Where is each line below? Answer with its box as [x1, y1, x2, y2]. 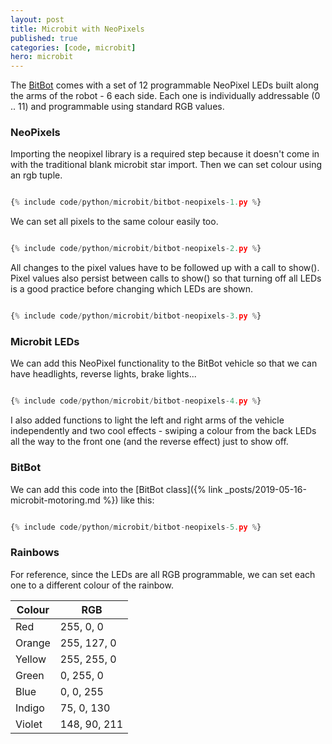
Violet [15, 717, 43, 731]
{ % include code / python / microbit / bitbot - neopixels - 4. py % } [10, 396, 262, 406]
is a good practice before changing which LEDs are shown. [10, 283, 254, 295]
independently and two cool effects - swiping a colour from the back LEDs [10, 425, 317, 437]
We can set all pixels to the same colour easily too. [10, 216, 219, 228]
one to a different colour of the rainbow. [10, 579, 174, 591]
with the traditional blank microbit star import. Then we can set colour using [10, 159, 322, 171]
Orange [15, 636, 51, 650]
